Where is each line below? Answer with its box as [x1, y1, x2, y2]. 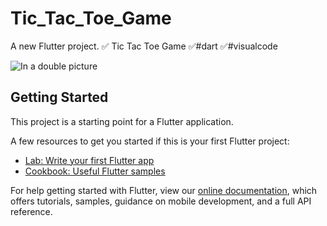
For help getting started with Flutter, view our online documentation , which [10, 184, 318, 196]
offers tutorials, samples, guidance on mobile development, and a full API [10, 195, 312, 207]
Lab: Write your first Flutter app [24, 154, 155, 166]
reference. [10, 205, 53, 217]
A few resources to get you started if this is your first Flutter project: [10, 135, 290, 147]
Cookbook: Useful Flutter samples [24, 165, 166, 177]
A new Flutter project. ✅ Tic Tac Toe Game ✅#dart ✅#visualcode [10, 40, 278, 52]
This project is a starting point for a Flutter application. [10, 115, 234, 127]
